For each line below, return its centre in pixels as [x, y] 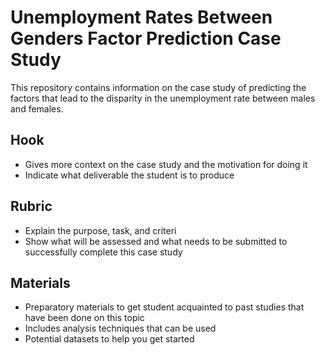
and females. [37, 108]
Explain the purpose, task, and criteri [100, 230]
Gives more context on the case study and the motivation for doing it [166, 164]
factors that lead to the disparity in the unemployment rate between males [163, 98]
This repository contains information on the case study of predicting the [158, 87]
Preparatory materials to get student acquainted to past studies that [164, 307]
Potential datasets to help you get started [109, 339]
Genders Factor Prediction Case [146, 38]
